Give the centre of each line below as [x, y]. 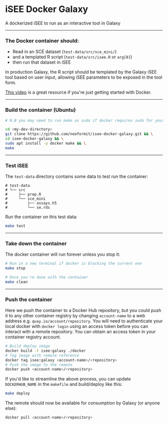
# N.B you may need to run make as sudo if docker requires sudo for [79, 120]
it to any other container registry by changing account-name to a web [75, 316]
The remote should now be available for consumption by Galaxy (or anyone [82, 403]
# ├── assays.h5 [31, 203]
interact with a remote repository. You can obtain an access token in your [80, 332]
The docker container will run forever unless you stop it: [63, 254]
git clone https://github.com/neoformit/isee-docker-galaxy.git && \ [79, 134]
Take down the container [36, 243]
